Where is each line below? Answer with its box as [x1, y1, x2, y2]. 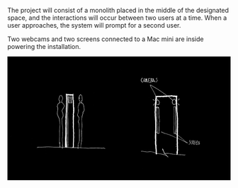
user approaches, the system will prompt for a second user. [7, 21, 181, 29]
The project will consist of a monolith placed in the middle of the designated [7, 6, 229, 14]
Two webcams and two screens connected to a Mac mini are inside [7, 35, 204, 43]
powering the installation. [7, 43, 81, 50]
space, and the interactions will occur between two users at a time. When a [7, 13, 227, 22]
